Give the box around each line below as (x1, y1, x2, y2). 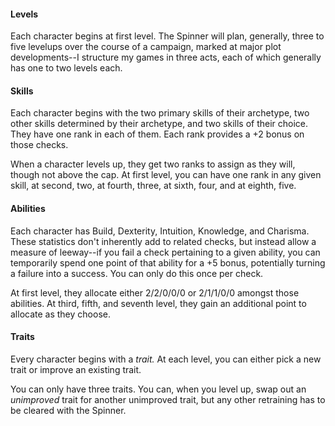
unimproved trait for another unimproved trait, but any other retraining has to (10, 393, 326, 405)
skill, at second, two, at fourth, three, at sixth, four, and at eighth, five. (10, 180, 297, 192)
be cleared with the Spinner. (10, 404, 127, 416)
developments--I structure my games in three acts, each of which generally (10, 51, 322, 64)
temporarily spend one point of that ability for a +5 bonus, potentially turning (10, 256, 326, 269)
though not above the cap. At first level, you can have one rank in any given (10, 169, 322, 181)
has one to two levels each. (10, 62, 123, 74)
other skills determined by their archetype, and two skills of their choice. (10, 118, 309, 130)
